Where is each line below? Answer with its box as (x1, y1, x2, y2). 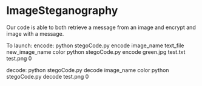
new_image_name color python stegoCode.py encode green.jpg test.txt (6, 48, 186, 55)
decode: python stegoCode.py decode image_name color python (6, 66, 169, 73)
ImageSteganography (6, 4, 118, 18)
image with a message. (6, 30, 64, 37)
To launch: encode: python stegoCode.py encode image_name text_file (6, 42, 184, 49)
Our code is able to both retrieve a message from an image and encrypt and (6, 24, 196, 31)
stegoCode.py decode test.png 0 (6, 73, 89, 80)
